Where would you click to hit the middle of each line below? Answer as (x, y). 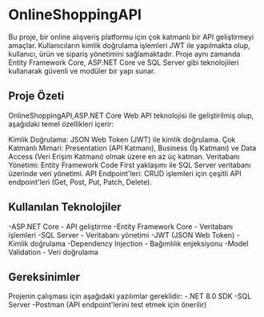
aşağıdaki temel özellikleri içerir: (61, 124)
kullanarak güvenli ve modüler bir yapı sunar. (82, 70)
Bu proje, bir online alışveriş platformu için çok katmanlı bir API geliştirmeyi (131, 37)
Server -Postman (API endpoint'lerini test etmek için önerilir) (108, 305)
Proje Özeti (36, 96)
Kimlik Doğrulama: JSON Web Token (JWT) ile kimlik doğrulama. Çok (122, 139)
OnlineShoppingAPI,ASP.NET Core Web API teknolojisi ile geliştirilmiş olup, (131, 115)
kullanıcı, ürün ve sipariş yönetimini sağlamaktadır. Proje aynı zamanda (124, 54)
